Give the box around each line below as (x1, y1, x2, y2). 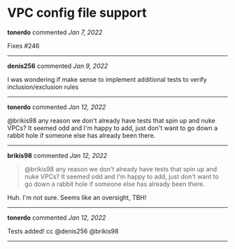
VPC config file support (7, 5, 147, 21)
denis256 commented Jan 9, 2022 (7, 62, 108, 70)
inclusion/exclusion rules (7, 83, 79, 91)
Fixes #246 (7, 41, 40, 50)
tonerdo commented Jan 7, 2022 (7, 28, 103, 36)
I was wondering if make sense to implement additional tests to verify (7, 75, 208, 83)
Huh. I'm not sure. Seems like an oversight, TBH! (7, 193, 147, 201)
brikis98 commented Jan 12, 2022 (7, 151, 108, 159)
